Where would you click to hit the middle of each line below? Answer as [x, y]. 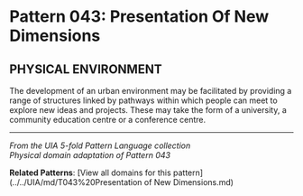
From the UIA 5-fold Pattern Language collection [100, 145]
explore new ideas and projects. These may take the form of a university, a [148, 110]
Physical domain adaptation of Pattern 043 [90, 155]
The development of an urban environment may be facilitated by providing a [151, 91]
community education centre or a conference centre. [108, 120]
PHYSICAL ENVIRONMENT [86, 69]
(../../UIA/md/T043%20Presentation [76, 182]
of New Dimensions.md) [189, 182]
